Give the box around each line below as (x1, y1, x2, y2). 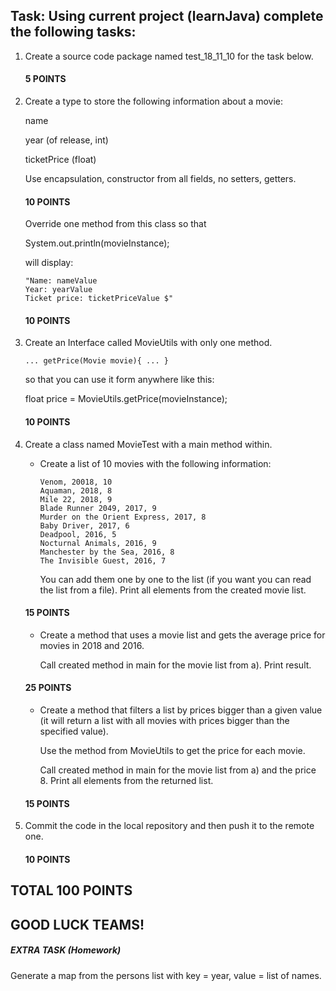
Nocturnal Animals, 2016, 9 (39, 538, 157, 548)
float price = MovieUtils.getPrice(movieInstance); (24, 393, 228, 405)
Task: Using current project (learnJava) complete (10, 8, 324, 25)
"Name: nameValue (24, 276, 98, 286)
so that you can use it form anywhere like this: (24, 374, 215, 386)
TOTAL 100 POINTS (10, 882, 133, 899)
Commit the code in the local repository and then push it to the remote (24, 820, 315, 832)
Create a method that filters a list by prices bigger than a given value (39, 704, 323, 716)
